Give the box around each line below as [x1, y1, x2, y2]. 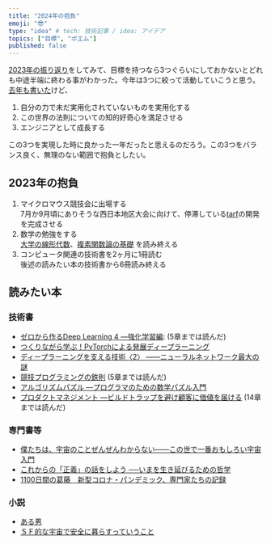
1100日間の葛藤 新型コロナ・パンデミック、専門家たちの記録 [19, 474, 227, 484]
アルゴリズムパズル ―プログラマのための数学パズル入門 [19, 382, 207, 392]
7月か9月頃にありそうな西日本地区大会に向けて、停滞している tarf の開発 [19, 209, 260, 218]
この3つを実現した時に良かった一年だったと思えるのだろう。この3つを [8, 140, 243, 150]
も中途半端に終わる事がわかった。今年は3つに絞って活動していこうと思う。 [8, 75, 260, 85]
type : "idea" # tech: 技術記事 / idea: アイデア [8, 27, 166, 35]
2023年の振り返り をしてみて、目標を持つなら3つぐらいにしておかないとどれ [8, 65, 264, 75]
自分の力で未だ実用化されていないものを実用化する [19, 103, 191, 112]
